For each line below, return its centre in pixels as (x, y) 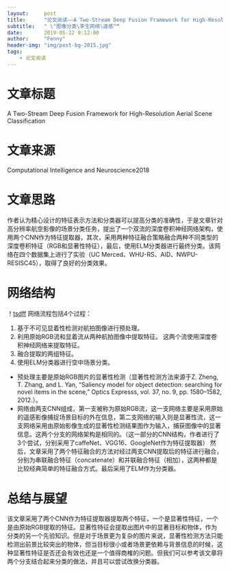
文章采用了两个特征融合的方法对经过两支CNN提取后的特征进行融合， (126, 451)
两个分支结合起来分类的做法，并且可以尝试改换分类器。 (85, 562)
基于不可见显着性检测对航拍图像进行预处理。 (80, 328)
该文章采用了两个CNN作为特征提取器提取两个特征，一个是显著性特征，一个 (113, 519)
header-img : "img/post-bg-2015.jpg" (59, 45)
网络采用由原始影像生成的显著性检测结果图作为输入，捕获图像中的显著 (122, 425)
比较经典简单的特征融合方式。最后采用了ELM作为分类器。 (98, 468)
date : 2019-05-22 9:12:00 (53, 33)
